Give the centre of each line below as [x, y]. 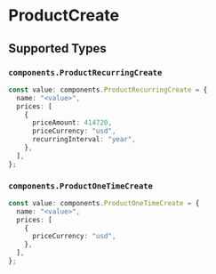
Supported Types [58, 48]
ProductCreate [64, 16]
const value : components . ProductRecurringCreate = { [108, 90]
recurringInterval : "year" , [84, 140]
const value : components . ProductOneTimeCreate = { [104, 203]
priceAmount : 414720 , [72, 123]
